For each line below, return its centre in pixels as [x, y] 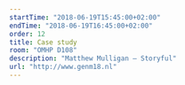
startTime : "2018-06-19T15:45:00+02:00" [85, 17]
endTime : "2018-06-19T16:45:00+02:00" [81, 26]
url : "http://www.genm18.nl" [63, 67]
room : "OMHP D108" [43, 50]
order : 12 [28, 34]
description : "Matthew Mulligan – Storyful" [93, 58]
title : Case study [43, 42]
